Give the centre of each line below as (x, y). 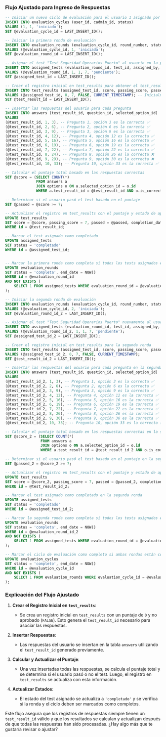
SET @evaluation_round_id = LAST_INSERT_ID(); (54, 54)
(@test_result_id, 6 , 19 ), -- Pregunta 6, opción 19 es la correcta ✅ (80, 145)
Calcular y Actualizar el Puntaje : (46, 659)
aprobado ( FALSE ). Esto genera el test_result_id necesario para (85, 620)
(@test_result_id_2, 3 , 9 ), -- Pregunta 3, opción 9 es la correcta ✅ (80, 390)
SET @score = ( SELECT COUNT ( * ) (37, 177)
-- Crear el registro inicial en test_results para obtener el (72, 86)
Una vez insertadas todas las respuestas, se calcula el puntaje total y (90, 669)
